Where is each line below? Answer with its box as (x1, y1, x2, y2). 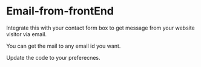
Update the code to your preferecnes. (6, 54, 101, 61)
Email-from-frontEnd (6, 4, 114, 18)
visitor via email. (6, 30, 47, 37)
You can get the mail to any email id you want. (6, 42, 121, 49)
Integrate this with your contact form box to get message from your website (6, 24, 195, 31)
